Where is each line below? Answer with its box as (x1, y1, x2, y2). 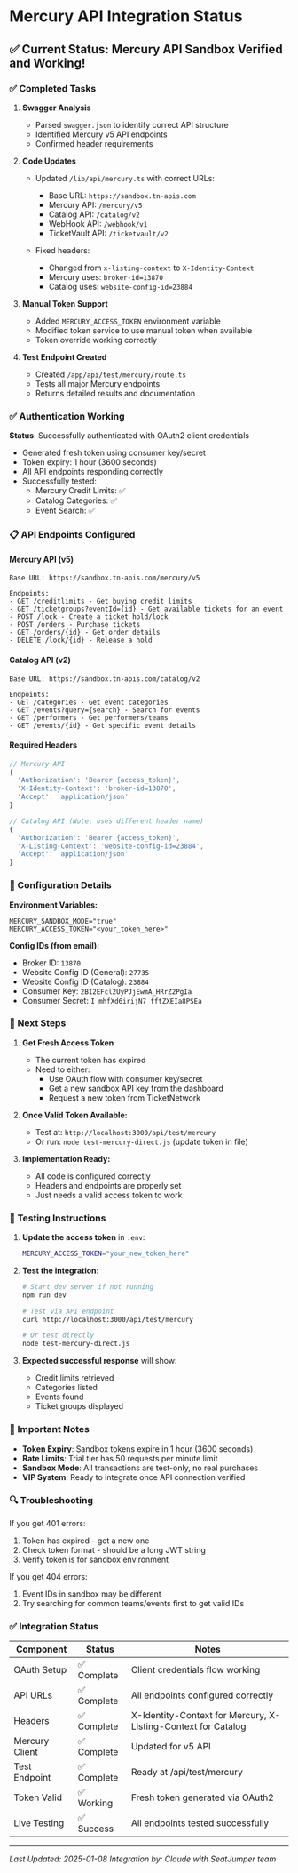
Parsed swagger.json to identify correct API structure (35, 119, 229, 130)
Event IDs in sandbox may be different (21, 1589, 161, 1599)
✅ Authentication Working (9, 410, 126, 422)
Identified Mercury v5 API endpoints (35, 129, 168, 140)
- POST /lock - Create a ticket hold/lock (9, 612, 169, 621)
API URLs (13, 1689, 53, 1701)
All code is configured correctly (35, 1171, 151, 1181)
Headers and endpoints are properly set (35, 1180, 182, 1190)
